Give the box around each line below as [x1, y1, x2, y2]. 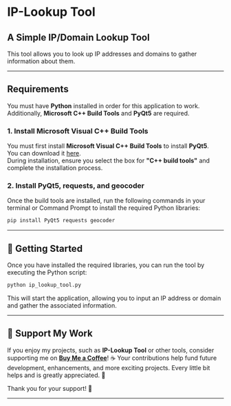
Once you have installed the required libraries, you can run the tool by [7, 261, 205, 269]
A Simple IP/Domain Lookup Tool [7, 32, 150, 43]
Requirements [7, 83, 69, 95]
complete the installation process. [7, 164, 103, 172]
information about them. [7, 57, 76, 65]
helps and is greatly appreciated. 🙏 [7, 371, 106, 379]
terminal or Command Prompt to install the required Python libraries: [7, 204, 201, 212]
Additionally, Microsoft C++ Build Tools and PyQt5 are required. [7, 109, 190, 117]
